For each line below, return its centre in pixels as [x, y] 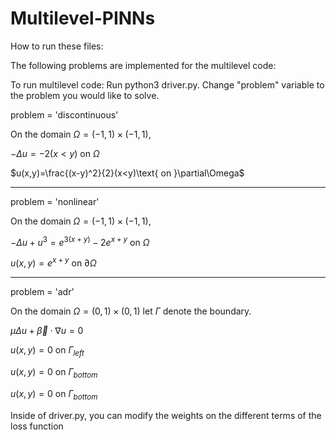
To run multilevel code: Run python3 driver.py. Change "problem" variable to [167, 84]
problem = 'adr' [42, 292]
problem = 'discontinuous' [64, 114]
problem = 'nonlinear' [55, 201]
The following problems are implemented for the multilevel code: [143, 65]
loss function [37, 426]
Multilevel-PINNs [83, 18]
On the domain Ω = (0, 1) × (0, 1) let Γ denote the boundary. [131, 311]
